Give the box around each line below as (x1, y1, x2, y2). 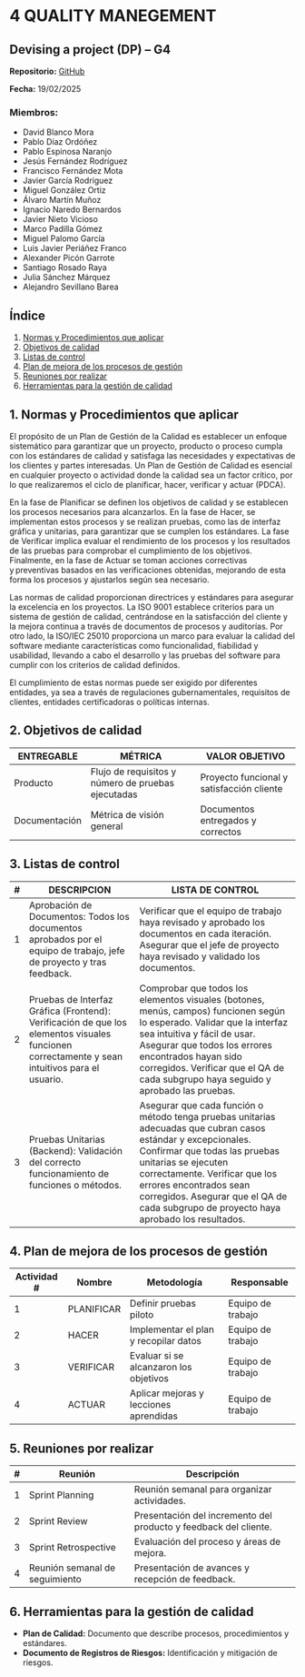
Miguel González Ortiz (22, 185, 106, 196)
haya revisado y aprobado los (139, 915, 266, 928)
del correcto (28, 1156, 82, 1168)
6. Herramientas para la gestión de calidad (9, 1603, 254, 1620)
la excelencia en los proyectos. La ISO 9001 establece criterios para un (9, 601, 275, 612)
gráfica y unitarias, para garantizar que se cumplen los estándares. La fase (9, 525, 290, 537)
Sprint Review (28, 1515, 88, 1528)
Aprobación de (28, 898, 93, 911)
